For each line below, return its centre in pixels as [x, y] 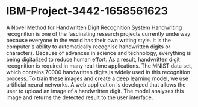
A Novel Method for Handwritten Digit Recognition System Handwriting [94, 27]
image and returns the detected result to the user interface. [80, 97]
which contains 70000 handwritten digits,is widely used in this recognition [98, 72]
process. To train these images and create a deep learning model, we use [97, 78]
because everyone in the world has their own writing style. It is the [89, 40]
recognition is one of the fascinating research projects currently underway [98, 33]
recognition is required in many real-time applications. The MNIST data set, [99, 65]
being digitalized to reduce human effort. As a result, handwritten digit [93, 59]
